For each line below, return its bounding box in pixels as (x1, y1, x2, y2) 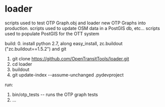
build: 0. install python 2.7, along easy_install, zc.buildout (5, 40, 123, 46)
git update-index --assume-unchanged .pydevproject (12, 72, 124, 78)
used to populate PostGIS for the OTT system (5, 30, 100, 37)
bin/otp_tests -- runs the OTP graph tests (12, 91, 98, 97)
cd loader (12, 61, 32, 67)
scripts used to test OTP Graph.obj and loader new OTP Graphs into (5, 20, 146, 26)
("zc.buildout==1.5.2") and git (5, 46, 66, 52)
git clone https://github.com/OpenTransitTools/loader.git (12, 55, 130, 61)
